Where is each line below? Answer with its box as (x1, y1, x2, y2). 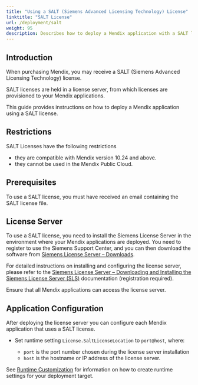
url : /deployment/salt (6, 19, 62, 25)
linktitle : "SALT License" (6, 14, 72, 20)
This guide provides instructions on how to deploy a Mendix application (6, 103, 180, 110)
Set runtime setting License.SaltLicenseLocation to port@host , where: (14, 337, 185, 344)
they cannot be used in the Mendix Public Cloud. (14, 160, 133, 167)
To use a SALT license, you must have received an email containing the (6, 193, 179, 200)
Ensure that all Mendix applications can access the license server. (6, 286, 166, 293)
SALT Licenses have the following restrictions (6, 142, 117, 149)
